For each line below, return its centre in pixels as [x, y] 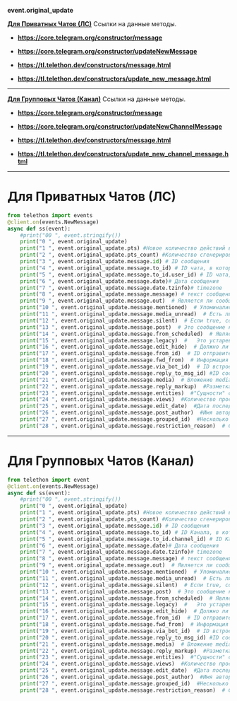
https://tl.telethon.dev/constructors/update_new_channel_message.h [123, 154]
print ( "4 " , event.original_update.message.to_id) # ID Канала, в [120, 532]
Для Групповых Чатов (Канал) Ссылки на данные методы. [97, 99]
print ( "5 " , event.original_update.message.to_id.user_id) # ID [116, 274]
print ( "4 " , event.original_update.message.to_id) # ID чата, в [116, 268]
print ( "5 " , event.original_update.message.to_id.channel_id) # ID [121, 539]
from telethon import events [50, 215]
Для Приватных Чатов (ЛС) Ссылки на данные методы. [92, 24]
